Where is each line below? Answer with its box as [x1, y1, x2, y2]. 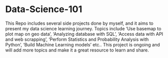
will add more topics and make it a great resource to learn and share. [5, 47, 149, 53]
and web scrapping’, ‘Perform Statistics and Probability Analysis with [5, 36, 149, 42]
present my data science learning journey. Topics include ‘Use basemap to [5, 25, 161, 31]
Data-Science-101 [5, 4, 83, 15]
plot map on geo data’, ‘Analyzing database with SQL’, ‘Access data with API [5, 31, 163, 37]
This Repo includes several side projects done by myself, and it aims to [5, 20, 154, 26]
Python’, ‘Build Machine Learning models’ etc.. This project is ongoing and [5, 41, 160, 47]
